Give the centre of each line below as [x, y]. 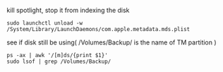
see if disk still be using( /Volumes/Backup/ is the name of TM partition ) [111, 42]
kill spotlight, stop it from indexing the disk [68, 10]
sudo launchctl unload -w [44, 23]
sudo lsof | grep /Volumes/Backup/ [59, 61]
